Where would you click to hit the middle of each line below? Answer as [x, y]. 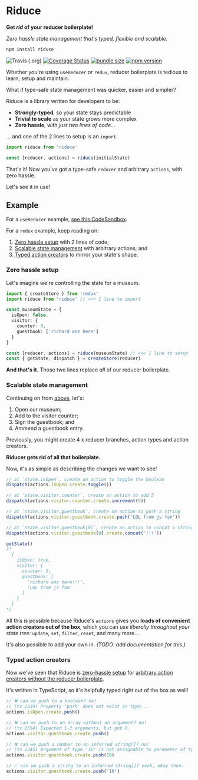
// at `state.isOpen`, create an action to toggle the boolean [85, 479]
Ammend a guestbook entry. [49, 428]
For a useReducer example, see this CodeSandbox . [67, 220]
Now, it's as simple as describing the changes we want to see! [82, 469]
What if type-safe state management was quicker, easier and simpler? [91, 89]
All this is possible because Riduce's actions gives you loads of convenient [98, 620]
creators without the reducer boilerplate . [55, 679]
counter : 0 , [31, 326]
